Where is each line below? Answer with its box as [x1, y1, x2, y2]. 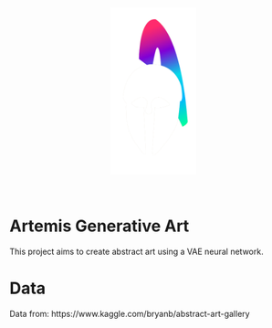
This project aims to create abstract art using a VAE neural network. [9, 246, 264, 258]
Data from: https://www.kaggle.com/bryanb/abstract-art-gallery [9, 309, 250, 320]
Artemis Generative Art [9, 216, 190, 237]
